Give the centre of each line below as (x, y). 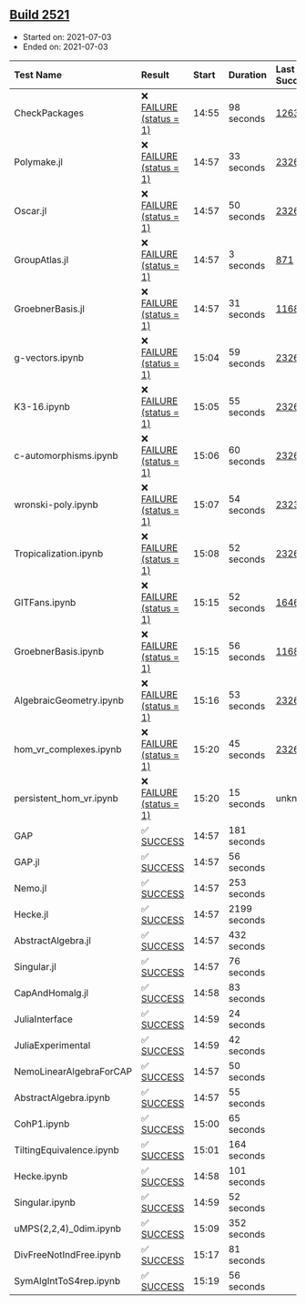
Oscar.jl (31, 210)
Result (155, 75)
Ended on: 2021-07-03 (65, 46)
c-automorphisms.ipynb (66, 455)
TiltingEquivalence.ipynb (67, 1149)
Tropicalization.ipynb (59, 553)
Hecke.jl (31, 914)
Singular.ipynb (45, 1202)
